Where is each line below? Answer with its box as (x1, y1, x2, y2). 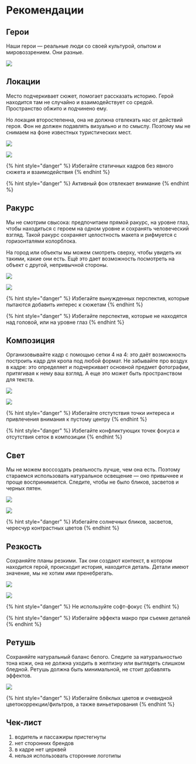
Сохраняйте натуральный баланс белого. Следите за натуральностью (6, 653, 183, 660)
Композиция (6, 336, 55, 346)
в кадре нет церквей (14, 746, 67, 753)
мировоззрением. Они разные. (6, 49, 84, 56)
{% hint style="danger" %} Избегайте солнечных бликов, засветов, (6, 518, 173, 525)
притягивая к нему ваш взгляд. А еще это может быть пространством (6, 370, 183, 377)
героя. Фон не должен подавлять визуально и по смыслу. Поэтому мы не (6, 122, 191, 129)
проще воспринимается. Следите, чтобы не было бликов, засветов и (6, 478, 179, 485)
